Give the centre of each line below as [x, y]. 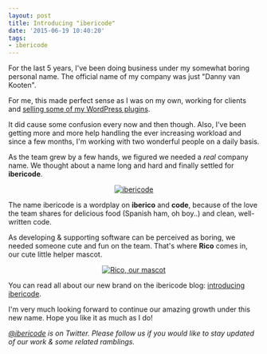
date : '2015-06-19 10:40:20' [57, 30]
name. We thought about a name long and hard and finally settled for [121, 165]
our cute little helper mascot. [55, 255]
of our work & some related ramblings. [72, 342]
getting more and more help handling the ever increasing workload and [125, 133]
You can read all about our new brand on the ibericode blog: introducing [127, 285]
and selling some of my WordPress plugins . [79, 109]
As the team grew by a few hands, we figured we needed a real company [128, 157]
